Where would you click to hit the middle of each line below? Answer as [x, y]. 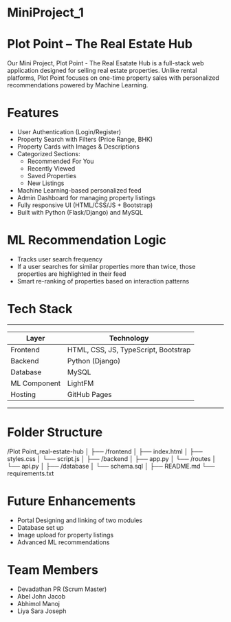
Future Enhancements [71, 501]
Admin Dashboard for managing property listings [86, 198]
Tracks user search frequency [60, 259]
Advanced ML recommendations [63, 542]
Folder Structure [55, 432]
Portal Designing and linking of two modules [80, 520]
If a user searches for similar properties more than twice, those [106, 267]
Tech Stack [40, 309]
